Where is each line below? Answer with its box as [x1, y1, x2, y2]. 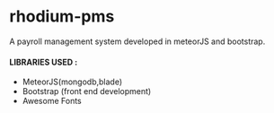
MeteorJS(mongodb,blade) [22, 76, 123, 87]
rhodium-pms [9, 6, 115, 27]
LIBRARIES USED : [9, 56, 78, 67]
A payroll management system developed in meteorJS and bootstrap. [9, 36, 266, 47]
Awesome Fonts [22, 96, 83, 107]
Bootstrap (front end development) [22, 86, 152, 97]
